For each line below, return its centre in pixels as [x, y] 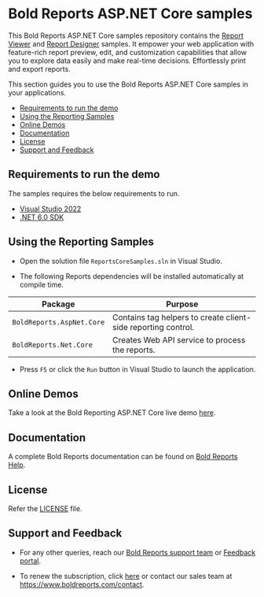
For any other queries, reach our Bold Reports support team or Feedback [137, 552]
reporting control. [162, 327]
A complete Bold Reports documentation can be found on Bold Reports [123, 457]
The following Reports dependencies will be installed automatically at [132, 276]
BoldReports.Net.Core [52, 345]
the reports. [134, 350]
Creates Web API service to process [179, 339]
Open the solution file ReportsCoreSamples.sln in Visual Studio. [121, 261]
